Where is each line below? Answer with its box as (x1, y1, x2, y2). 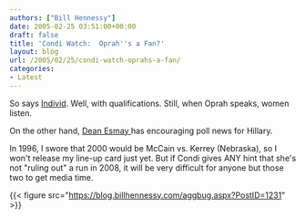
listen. (9, 107, 33, 119)
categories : (9, 65, 55, 74)
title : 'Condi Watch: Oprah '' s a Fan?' (9, 38, 166, 48)
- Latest (9, 73, 43, 82)
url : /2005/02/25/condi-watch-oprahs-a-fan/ (9, 56, 181, 65)
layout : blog (9, 47, 59, 57)
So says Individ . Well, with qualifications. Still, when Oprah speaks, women (9, 98, 290, 109)
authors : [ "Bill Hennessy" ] (9, 13, 117, 23)
